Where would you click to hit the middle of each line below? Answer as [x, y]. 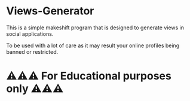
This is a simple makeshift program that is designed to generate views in [95, 27]
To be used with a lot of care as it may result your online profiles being [93, 45]
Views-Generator [50, 11]
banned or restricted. [32, 51]
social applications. [30, 33]
